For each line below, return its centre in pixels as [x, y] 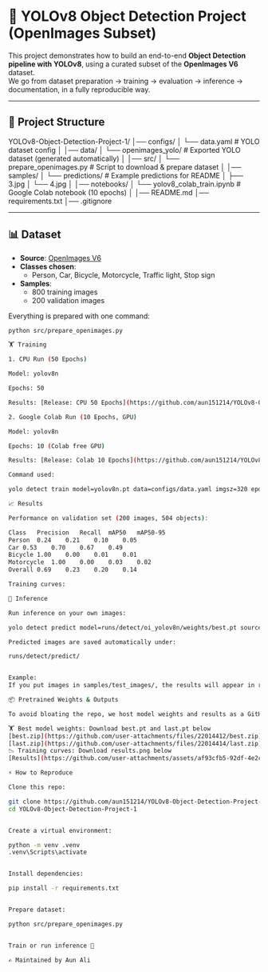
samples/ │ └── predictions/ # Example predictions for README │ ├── [126, 175]
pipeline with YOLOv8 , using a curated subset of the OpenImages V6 [123, 64]
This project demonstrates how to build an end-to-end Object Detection [127, 55]
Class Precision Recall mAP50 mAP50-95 [87, 532]
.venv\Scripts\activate [48, 852]
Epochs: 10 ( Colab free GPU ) [57, 446]
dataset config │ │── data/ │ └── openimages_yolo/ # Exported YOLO [124, 150]
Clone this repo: [37, 787]
